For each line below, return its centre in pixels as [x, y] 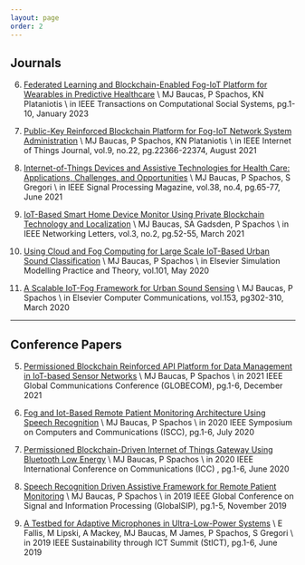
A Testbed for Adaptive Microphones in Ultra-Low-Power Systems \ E [153, 523]
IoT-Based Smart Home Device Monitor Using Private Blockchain [144, 215]
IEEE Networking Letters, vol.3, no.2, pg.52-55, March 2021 [134, 234]
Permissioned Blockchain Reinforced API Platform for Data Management [158, 366]
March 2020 [47, 307]
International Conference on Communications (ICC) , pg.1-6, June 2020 [156, 469]
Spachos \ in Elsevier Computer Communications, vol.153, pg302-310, [153, 298]
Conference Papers [66, 344]
